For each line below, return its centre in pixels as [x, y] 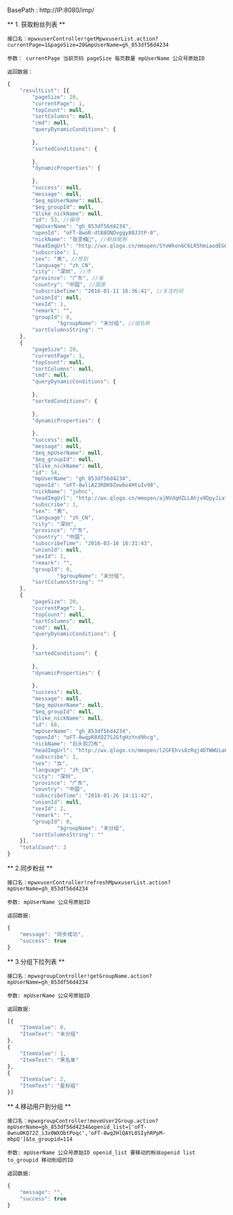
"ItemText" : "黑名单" [49, 1060]
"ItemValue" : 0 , [43, 1028]
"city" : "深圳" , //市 [62, 272]
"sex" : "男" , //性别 [60, 259]
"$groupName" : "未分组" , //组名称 [103, 324]
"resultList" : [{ [45, 90]
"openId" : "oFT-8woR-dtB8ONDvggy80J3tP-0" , [96, 233]
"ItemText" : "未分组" [49, 1034]
